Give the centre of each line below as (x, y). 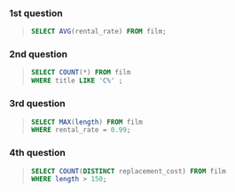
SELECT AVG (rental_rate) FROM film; (98, 32)
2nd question (39, 54)
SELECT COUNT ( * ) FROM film (81, 73)
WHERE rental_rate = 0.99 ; (81, 130)
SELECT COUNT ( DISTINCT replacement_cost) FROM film (128, 171)
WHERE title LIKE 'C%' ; (77, 81)
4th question (38, 153)
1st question (36, 13)
